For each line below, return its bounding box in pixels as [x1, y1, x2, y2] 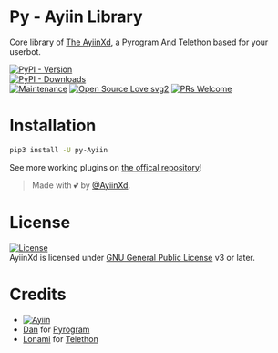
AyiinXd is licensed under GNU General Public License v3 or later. [9, 252, 255, 263]
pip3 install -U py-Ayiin [9, 145, 108, 154]
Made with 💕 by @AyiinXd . [31, 180, 130, 191]
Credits [9, 284, 67, 305]
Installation [9, 116, 97, 136]
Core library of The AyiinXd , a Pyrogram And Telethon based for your [9, 36, 269, 47]
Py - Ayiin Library [9, 6, 143, 27]
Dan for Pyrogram [22, 324, 90, 335]
